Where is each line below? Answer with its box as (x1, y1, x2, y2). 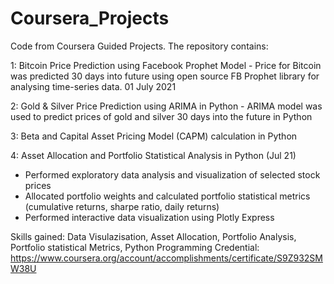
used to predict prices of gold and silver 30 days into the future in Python (10, 110, 313, 122)
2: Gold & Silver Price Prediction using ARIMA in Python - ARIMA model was (10, 100, 323, 112)
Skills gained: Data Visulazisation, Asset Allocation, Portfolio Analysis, (10, 230, 297, 242)
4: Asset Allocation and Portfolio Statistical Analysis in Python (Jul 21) (10, 149, 297, 161)
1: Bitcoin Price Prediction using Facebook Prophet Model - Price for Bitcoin (10, 59, 322, 71)
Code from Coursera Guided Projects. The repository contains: (10, 40, 269, 52)
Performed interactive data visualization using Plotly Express (24, 211, 275, 223)
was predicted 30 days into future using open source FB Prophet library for (10, 70, 320, 82)
